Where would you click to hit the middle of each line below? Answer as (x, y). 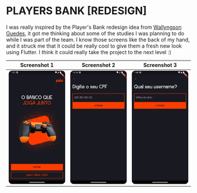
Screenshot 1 (37, 65)
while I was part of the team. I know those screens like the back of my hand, (98, 39)
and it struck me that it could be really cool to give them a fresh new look (94, 46)
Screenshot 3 (160, 65)
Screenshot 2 (98, 65)
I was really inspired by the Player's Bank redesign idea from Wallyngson (94, 27)
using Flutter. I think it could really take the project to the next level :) (89, 52)
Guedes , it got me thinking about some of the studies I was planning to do (95, 33)
